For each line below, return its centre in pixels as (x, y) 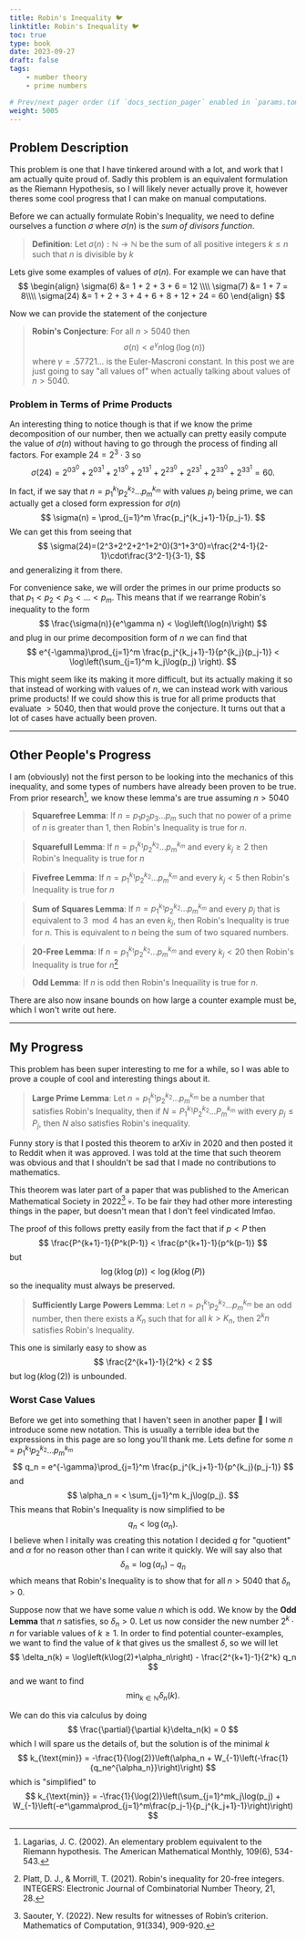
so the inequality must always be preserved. (92, 1285)
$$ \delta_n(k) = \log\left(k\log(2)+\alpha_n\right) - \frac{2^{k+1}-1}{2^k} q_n (153, 1656)
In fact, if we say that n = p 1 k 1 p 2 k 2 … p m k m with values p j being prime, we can (151, 491)
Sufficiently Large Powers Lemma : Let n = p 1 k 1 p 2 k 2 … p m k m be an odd (162, 1305)
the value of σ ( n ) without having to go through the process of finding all (143, 444)
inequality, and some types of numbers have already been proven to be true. (153, 787)
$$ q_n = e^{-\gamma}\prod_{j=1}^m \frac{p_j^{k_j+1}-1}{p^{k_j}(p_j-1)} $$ (153, 1466)
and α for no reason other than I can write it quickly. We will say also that (146, 1550)
